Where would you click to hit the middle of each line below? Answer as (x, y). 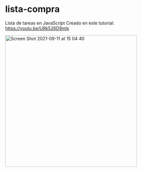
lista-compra (32, 9)
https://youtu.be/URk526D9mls (37, 28)
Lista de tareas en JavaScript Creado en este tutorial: (60, 23)
